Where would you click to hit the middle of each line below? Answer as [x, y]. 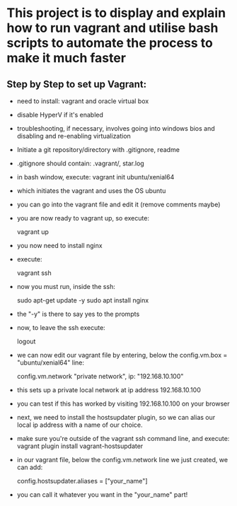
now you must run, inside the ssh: [66, 287]
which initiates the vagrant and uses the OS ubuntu [91, 191]
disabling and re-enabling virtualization [74, 136]
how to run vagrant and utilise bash [112, 28]
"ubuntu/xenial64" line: [50, 363]
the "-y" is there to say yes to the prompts [78, 314]
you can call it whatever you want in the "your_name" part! [102, 495]
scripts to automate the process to [110, 43]
